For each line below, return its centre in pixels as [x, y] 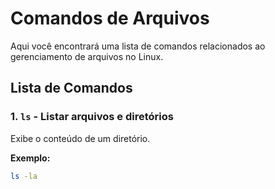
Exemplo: [30, 158]
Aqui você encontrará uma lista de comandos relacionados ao [138, 46]
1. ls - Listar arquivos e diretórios [92, 117]
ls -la [24, 176]
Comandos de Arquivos [110, 18]
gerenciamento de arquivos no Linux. [87, 56]
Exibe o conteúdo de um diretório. [80, 138]
